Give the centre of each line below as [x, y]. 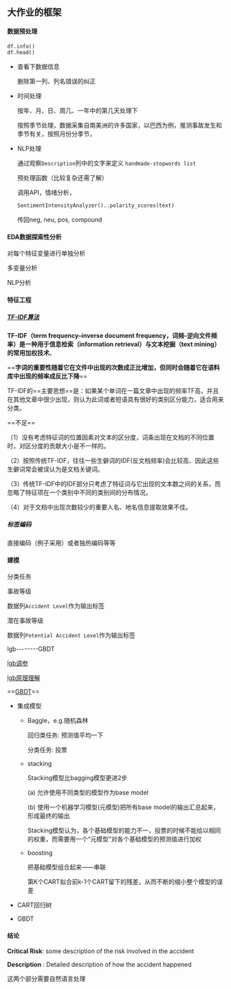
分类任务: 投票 [47, 750]
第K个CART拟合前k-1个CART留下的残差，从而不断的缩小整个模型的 [122, 882]
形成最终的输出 [48, 816]
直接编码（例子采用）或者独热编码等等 [61, 543]
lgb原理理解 [24, 678]
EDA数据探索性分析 [34, 237]
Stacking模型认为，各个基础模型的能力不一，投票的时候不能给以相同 [124, 830]
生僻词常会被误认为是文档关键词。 [55, 469]
